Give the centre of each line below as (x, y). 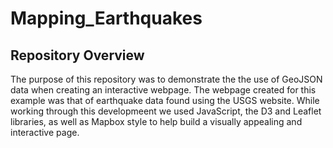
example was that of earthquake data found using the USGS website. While (165, 100)
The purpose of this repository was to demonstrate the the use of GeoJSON (166, 79)
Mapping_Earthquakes (106, 18)
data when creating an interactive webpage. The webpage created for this (163, 90)
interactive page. (45, 132)
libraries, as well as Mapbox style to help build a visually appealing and (156, 121)
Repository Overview (77, 55)
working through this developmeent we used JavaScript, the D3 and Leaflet (166, 111)
